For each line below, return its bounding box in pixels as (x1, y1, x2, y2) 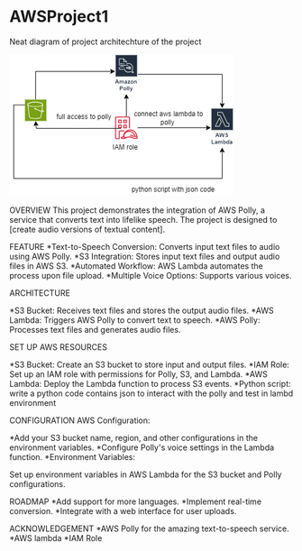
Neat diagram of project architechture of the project (9, 36, 202, 47)
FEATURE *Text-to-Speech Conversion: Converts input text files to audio (9, 241, 280, 252)
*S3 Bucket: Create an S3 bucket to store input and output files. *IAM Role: (9, 359, 290, 370)
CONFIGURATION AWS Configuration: (9, 415, 151, 426)
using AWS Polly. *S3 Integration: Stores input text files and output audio (9, 251, 280, 262)
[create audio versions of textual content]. (9, 224, 165, 234)
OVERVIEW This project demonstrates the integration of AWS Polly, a (9, 205, 266, 216)
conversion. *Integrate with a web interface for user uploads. (9, 505, 237, 516)
